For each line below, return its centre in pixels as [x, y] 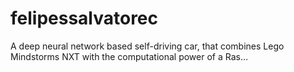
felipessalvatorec [84, 18]
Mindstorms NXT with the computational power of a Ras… [129, 56]
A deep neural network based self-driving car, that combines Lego [147, 46]
